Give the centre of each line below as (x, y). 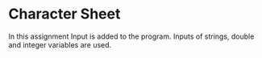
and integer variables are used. (60, 44)
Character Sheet (64, 14)
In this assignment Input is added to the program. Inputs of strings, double (131, 36)
